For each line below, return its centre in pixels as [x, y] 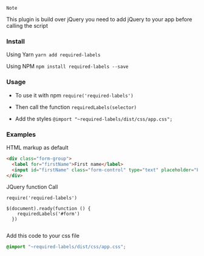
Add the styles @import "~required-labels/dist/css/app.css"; [94, 119]
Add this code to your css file [43, 236]
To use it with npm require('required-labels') [74, 95]
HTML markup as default [37, 147]
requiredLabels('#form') [49, 214]
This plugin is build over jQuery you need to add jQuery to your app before [99, 19]
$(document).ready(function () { [49, 209]
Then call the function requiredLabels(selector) [76, 107]
